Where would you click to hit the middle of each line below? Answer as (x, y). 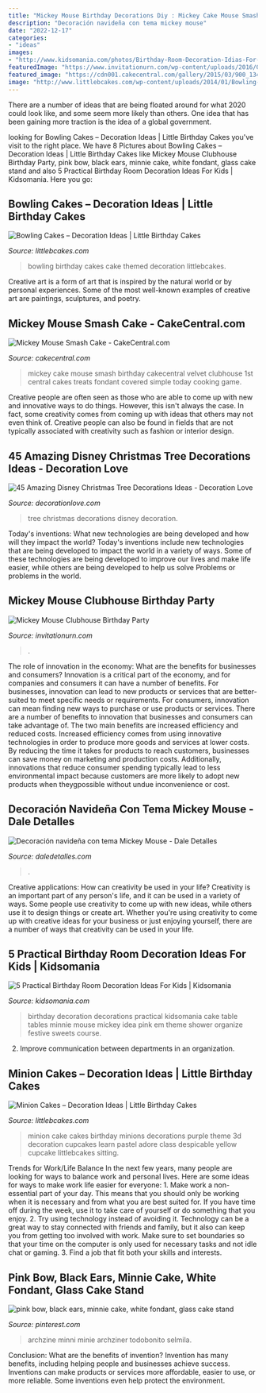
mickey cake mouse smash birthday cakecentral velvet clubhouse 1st (140, 373)
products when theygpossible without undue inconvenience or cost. (119, 784)
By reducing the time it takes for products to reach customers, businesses (129, 751)
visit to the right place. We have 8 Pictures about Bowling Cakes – (115, 145)
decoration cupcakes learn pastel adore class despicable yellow (132, 1144)
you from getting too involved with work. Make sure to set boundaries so (127, 1236)
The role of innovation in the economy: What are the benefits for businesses (132, 666)
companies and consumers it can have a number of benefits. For (114, 683)
